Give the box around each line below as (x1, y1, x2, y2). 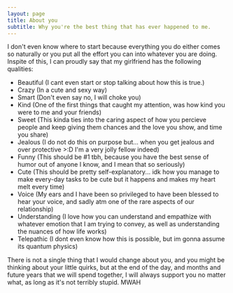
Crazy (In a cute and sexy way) (17, 86, 107, 95)
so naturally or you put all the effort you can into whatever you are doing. (7, 50, 218, 58)
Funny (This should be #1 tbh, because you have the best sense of (17, 153, 209, 161)
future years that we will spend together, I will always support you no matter (7, 271, 226, 279)
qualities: (7, 64, 34, 74)
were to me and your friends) (17, 108, 102, 116)
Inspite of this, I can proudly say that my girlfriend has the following (7, 57, 202, 66)
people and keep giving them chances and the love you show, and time (17, 123, 223, 132)
